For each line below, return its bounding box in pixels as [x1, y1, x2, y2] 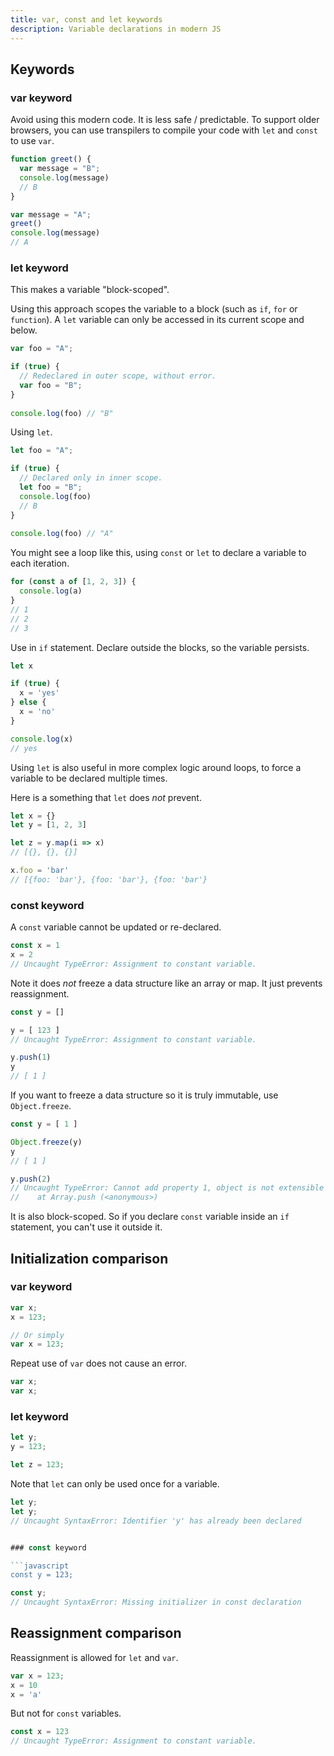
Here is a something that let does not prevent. [10, 791, 202, 803]
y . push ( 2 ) [10, 1174, 52, 1184]
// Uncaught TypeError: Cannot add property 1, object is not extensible [10, 1183, 325, 1193]
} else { [10, 697, 47, 708]
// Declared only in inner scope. [19, 473, 163, 483]
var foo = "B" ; [19, 380, 83, 390]
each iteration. [10, 557, 70, 570]
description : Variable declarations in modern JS [10, 24, 222, 34]
